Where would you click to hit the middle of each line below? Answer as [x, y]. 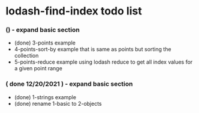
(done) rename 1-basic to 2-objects [58, 103]
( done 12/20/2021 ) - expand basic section [69, 84]
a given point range [38, 69]
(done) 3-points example [45, 43]
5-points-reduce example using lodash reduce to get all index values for [103, 62]
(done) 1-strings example [45, 97]
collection [26, 56]
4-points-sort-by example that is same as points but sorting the [93, 49]
